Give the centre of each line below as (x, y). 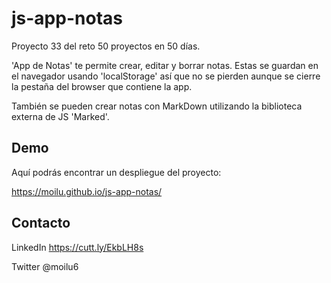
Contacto (41, 223)
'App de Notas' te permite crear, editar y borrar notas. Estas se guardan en (165, 65)
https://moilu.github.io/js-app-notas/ (87, 191)
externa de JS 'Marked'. (60, 116)
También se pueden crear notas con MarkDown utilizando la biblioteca (157, 106)
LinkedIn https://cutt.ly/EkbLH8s (77, 247)
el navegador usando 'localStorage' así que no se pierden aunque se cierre (166, 76)
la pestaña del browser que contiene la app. (102, 86)
